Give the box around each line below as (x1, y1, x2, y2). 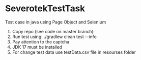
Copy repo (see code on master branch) (12, 28, 94, 34)
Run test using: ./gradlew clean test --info (12, 34, 97, 40)
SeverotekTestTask (5, 3, 85, 14)
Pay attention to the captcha (12, 39, 70, 44)
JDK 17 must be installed (12, 44, 62, 50)
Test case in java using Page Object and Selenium (5, 19, 106, 25)
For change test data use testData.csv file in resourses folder (12, 49, 136, 55)
